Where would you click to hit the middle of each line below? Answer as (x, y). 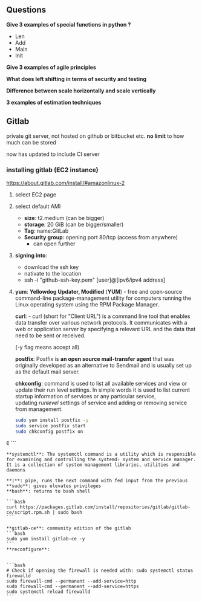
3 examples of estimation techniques (54, 102)
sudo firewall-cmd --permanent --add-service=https (73, 586)
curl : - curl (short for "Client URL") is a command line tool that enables (103, 316)
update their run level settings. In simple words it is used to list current (103, 390)
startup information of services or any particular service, (85, 396)
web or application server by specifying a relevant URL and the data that (105, 329)
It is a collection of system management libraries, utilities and (93, 465)
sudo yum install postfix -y (52, 420)
